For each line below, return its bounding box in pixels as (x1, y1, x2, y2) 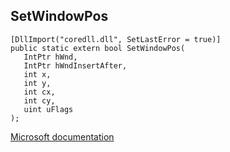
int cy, (23, 95, 56, 106)
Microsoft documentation (10, 130, 115, 143)
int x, (23, 69, 52, 79)
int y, (23, 78, 52, 88)
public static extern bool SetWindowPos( (10, 43, 186, 53)
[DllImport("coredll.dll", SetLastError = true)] (10, 34, 222, 44)
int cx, (23, 87, 56, 97)
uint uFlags (23, 104, 74, 114)
